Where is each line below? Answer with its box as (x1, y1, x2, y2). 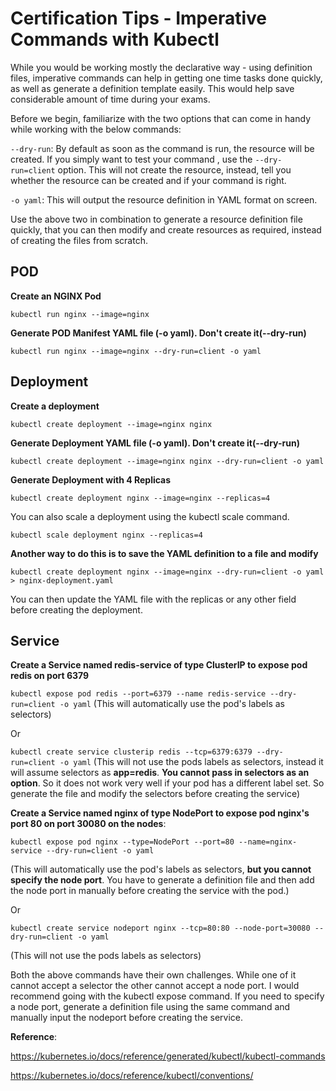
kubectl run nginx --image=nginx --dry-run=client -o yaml (10, 346, 262, 356)
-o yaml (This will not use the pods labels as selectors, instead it (59, 756, 324, 768)
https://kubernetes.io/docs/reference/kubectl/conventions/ (10, 1070, 254, 1082)
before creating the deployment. (10, 603, 143, 616)
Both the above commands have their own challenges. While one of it (10, 969, 297, 981)
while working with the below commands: (10, 123, 182, 135)
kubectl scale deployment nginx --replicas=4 (10, 530, 203, 540)
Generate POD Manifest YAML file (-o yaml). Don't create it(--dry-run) (10, 327, 307, 339)
